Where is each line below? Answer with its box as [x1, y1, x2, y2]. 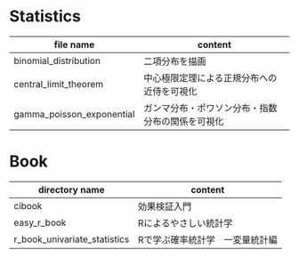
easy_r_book [13, 216, 67, 229]
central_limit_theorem [13, 77, 104, 90]
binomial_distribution [13, 54, 101, 67]
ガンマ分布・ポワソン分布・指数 [143, 101, 278, 114]
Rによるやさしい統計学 [137, 216, 233, 229]
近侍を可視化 [143, 85, 198, 97]
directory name [38, 183, 105, 196]
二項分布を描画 [143, 55, 206, 68]
